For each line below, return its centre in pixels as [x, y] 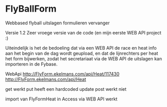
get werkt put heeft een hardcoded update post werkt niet [66, 89]
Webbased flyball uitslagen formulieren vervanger [58, 23]
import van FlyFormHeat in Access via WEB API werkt [61, 99]
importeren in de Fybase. [31, 64]
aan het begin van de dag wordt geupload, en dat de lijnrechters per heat [82, 53]
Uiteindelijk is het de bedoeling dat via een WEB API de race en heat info [81, 48]
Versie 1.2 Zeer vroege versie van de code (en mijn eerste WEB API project [83, 32]
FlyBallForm [31, 9]
